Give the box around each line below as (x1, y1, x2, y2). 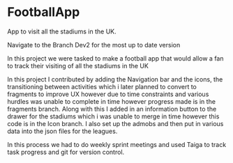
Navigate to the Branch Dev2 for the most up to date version (7, 40, 181, 49)
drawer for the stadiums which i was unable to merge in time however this (7, 112, 220, 121)
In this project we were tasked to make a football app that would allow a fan (7, 54, 224, 63)
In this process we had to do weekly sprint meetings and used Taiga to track (7, 140, 227, 148)
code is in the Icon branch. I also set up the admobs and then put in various (7, 119, 224, 127)
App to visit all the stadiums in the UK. (7, 27, 116, 36)
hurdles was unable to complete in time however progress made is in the (7, 97, 216, 105)
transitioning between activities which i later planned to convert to (7, 82, 197, 91)
